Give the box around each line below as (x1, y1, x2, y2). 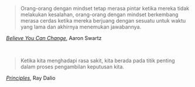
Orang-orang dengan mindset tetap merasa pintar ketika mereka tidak (20, 5, 189, 12)
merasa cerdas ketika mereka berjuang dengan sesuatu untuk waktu (20, 17, 186, 24)
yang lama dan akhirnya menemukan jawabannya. (20, 23, 142, 30)
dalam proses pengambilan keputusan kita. (20, 63, 125, 70)
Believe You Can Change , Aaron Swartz (6, 35, 102, 41)
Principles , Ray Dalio (6, 75, 56, 81)
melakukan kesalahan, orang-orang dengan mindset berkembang (20, 11, 179, 18)
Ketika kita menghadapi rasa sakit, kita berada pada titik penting (20, 57, 175, 64)
